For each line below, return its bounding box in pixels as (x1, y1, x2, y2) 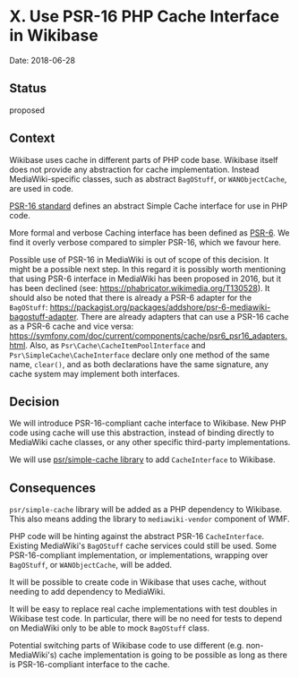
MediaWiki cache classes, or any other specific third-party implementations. (9, 437, 291, 448)
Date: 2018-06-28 (9, 55, 76, 65)
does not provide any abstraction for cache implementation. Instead (9, 164, 260, 175)
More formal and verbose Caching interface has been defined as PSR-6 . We (9, 227, 290, 238)
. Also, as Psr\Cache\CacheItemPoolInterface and (25, 339, 206, 350)
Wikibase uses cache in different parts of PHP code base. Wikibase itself (9, 154, 278, 165)
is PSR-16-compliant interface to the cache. (9, 659, 170, 670)
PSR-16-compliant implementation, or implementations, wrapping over (9, 550, 269, 561)
